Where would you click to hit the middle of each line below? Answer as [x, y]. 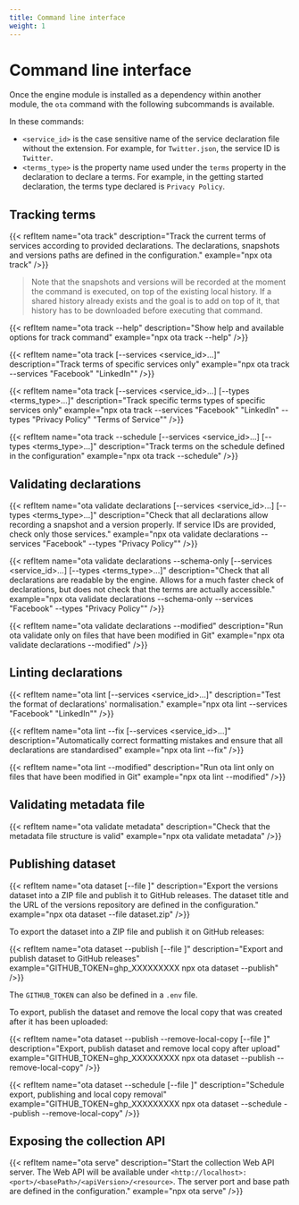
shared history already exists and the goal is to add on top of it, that [155, 301]
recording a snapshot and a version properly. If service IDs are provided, [143, 525]
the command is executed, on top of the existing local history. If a [151, 292]
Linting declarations [66, 673]
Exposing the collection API [87, 1141]
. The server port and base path [231, 1182]
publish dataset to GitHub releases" [75, 958]
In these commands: [47, 122]
